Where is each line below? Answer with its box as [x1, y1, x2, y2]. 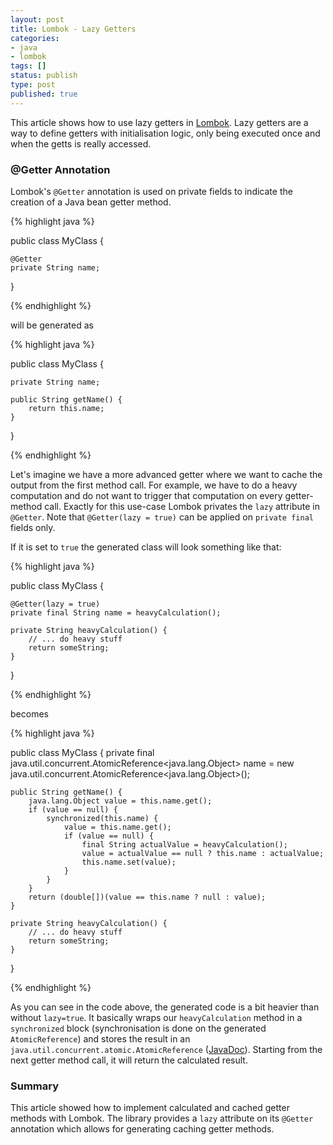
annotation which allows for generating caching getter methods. [10, 1123, 275, 1135]
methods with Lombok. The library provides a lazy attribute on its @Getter [10, 1112, 314, 1125]
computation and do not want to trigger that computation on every [10, 489, 283, 501]
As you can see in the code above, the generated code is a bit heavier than [10, 1001, 320, 1013]
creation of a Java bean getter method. [10, 196, 172, 208]
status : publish [10, 71, 78, 81]
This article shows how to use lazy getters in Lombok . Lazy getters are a [10, 116, 309, 128]
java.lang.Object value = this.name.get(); [28, 796, 213, 806]
